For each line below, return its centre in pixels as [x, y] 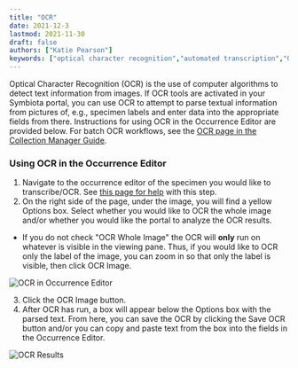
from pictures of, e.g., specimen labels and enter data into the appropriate [144, 112]
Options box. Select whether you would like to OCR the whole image [147, 211]
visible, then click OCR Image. [77, 266]
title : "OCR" [33, 17]
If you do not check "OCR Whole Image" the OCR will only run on [141, 238]
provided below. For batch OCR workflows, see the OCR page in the [133, 131]
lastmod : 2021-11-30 [47, 34]
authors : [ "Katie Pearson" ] [61, 51]
